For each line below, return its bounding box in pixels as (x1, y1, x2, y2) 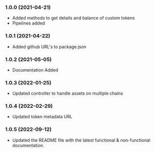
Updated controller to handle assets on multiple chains (12, 90, 123, 97)
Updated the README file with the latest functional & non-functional (12, 137, 151, 143)
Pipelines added (12, 20, 45, 26)
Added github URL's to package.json (12, 44, 87, 50)
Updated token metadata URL (12, 114, 73, 120)
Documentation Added (12, 67, 58, 73)
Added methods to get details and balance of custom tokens (12, 15, 135, 21)
